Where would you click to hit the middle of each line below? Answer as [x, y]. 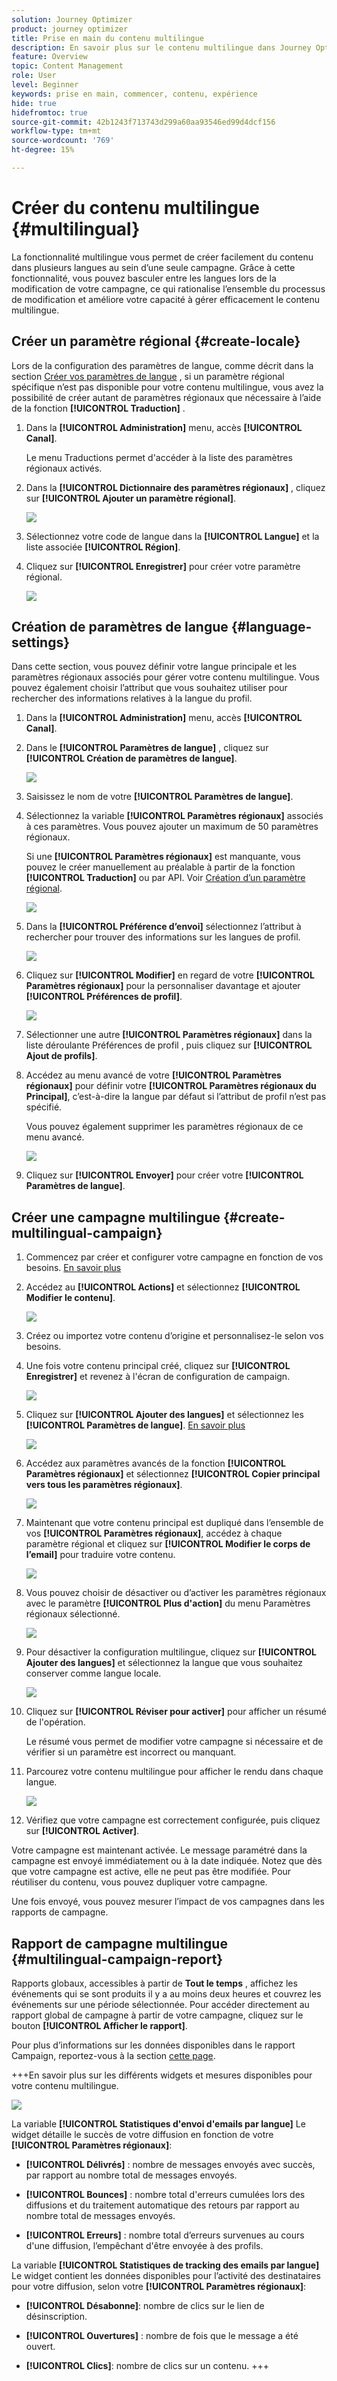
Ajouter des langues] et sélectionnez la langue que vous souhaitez [164, 1663]
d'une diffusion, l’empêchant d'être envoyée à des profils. [144, 2246]
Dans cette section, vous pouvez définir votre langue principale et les [154, 667]
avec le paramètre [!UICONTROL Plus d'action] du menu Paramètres [168, 1603]
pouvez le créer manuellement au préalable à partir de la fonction [160, 867]
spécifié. [44, 1107]
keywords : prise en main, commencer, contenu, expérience [134, 94]
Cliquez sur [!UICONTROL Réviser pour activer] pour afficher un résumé [176, 1712]
